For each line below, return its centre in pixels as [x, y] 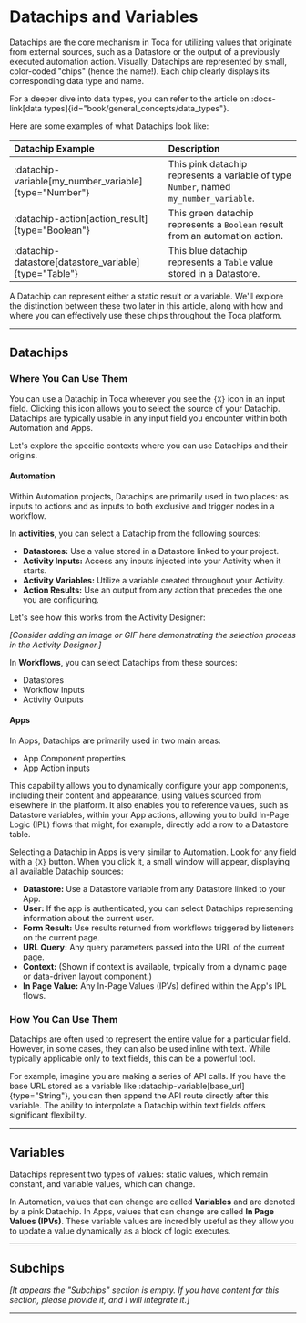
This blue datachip [208, 250]
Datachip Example [54, 148]
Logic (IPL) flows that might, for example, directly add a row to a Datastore [149, 824]
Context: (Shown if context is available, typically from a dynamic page [154, 967]
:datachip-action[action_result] [81, 218]
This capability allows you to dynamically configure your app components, [149, 786]
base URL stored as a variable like [73, 1086]
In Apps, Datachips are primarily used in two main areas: [115, 740]
